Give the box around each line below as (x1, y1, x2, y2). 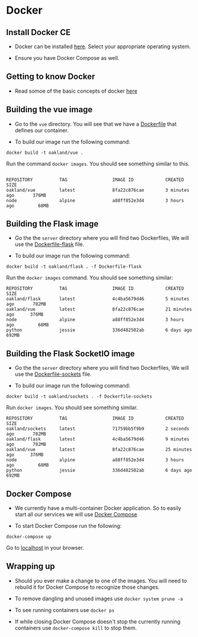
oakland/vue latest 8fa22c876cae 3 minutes (6, 187, 190, 193)
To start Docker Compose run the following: (14, 522, 122, 530)
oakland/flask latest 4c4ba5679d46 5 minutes (6, 296, 190, 302)
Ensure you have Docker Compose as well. (14, 55, 120, 61)
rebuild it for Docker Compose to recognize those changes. (14, 583, 160, 591)
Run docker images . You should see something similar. (6, 404, 138, 411)
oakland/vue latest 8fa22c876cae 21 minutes (6, 306, 193, 312)
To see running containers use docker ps (14, 606, 114, 613)
